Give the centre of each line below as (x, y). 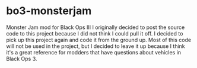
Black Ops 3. (22, 59)
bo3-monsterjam (49, 11)
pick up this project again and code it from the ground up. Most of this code (99, 40)
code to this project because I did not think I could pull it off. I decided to (95, 33)
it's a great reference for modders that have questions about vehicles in (94, 52)
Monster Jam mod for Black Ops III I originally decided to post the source (96, 27)
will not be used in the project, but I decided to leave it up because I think (96, 46)
